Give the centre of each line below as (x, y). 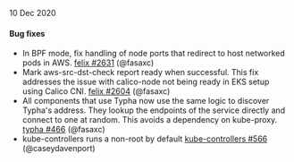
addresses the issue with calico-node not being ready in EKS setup (146, 82)
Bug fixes (27, 33)
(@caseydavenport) (59, 149)
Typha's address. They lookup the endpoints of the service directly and (154, 110)
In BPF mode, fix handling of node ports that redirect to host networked (154, 54)
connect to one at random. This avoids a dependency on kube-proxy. (150, 120)
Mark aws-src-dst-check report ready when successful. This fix (140, 72)
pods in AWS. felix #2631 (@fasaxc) (88, 63)
